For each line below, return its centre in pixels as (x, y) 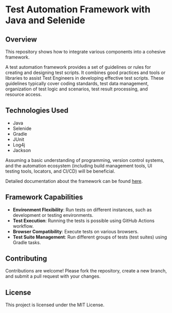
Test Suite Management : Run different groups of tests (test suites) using (90, 237)
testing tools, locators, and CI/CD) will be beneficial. (60, 171)
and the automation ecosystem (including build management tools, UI (79, 165)
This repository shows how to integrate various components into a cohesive (85, 52)
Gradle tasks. (27, 242)
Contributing (26, 259)
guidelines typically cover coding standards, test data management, (77, 84)
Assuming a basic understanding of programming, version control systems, (85, 160)
